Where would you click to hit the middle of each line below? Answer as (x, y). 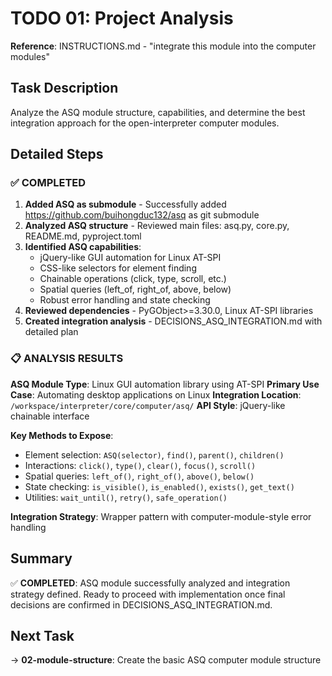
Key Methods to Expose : (62, 435)
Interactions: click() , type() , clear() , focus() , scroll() (140, 465)
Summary (41, 558)
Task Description (64, 88)
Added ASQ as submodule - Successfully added (125, 204)
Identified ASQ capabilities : (83, 247)
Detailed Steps (57, 154)
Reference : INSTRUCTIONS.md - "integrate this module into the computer (163, 46)
